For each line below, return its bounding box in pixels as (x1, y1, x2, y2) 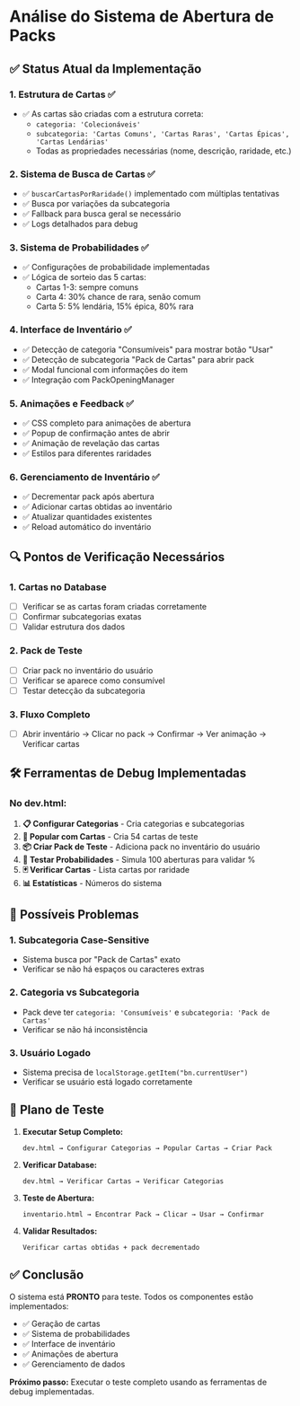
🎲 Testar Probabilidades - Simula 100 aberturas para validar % (22, 854, 256, 865)
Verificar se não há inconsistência (22, 1024, 148, 1034)
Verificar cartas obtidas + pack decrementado (22, 1243, 200, 1252)
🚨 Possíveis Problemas (9, 907, 139, 922)
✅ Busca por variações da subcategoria (22, 198, 171, 209)
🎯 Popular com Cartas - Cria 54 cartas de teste (22, 830, 199, 841)
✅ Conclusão (9, 1268, 84, 1283)
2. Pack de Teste (9, 645, 84, 657)
